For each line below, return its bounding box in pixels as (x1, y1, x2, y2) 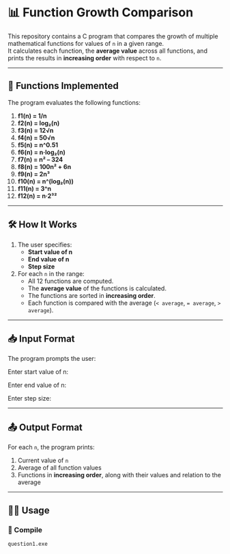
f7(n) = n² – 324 (17, 155, 63, 164)
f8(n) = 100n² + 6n (17, 162, 72, 171)
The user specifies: (17, 240, 72, 249)
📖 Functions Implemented (8, 80, 119, 92)
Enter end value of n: (8, 381, 67, 390)
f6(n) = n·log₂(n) (17, 148, 66, 156)
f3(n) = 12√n (17, 126, 54, 134)
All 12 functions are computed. (27, 277, 114, 285)
